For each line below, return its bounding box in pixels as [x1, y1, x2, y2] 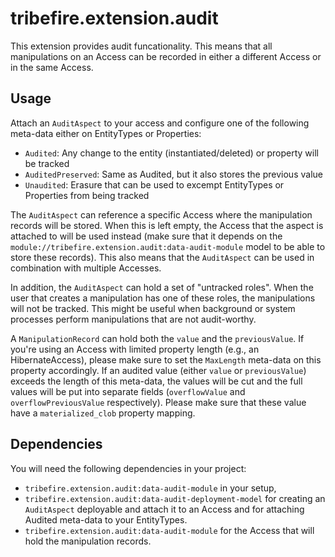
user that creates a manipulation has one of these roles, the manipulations [10, 292, 316, 304]
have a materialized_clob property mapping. [10, 407, 196, 419]
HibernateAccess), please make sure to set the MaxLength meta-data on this [10, 353, 322, 366]
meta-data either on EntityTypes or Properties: [10, 127, 202, 139]
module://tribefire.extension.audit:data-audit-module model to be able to [10, 240, 326, 252]
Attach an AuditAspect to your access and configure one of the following [10, 117, 310, 129]
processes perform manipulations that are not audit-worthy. [10, 313, 257, 325]
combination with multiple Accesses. [10, 262, 162, 274]
